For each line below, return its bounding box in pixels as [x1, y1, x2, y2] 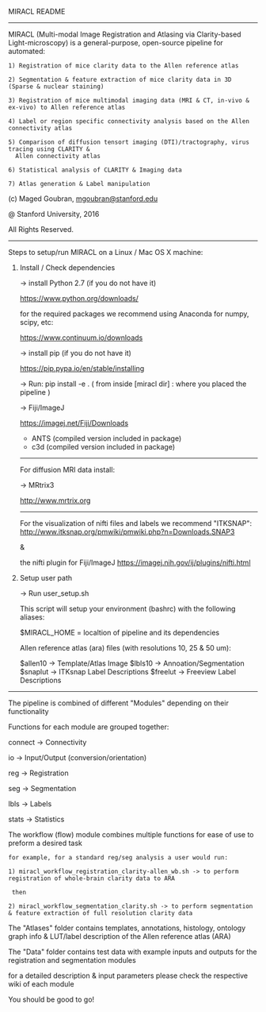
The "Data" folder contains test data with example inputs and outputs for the [8, 947, 257, 956]
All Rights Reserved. [8, 225, 74, 234]
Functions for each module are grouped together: [8, 722, 169, 732]
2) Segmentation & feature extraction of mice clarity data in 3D [8, 75, 232, 83]
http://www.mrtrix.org [19, 496, 91, 505]
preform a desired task [8, 838, 83, 848]
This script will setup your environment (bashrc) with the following [19, 604, 236, 613]
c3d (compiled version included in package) [31, 442, 176, 451]
